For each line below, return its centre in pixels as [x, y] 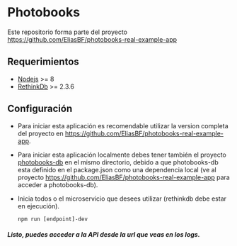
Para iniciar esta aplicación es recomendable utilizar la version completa [123, 125]
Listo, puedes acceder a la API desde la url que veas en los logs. [104, 235]
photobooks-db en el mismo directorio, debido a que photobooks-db [118, 162]
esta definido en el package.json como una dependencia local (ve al [117, 169]
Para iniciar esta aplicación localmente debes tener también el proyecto [122, 155]
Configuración [40, 109]
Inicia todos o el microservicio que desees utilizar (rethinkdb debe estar [122, 199]
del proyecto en [40, 133]
